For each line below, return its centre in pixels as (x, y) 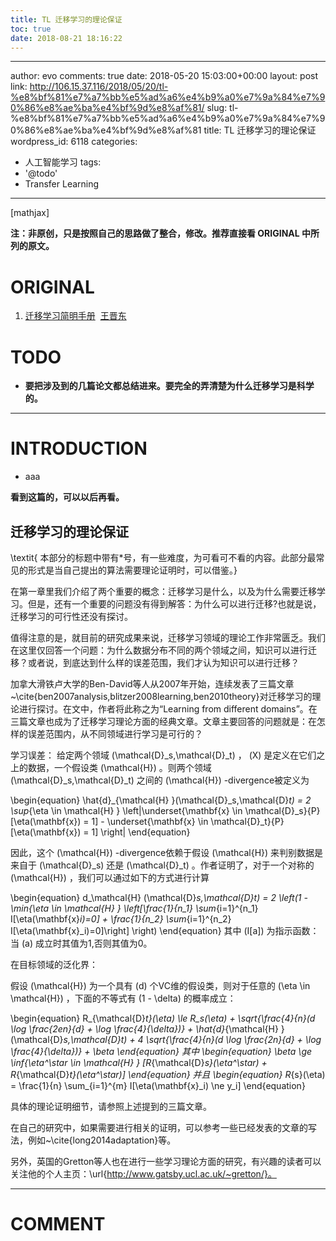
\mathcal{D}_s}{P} (282, 810)
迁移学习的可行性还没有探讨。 (71, 616)
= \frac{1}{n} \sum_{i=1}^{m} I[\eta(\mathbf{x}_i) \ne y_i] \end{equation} (158, 1085)
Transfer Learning (62, 184)
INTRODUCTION (79, 448)
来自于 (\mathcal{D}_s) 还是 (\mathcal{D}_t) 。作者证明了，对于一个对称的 (162, 865)
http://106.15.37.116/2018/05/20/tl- (99, 87)
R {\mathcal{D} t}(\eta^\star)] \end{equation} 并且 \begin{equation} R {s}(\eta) (168, 1074)
